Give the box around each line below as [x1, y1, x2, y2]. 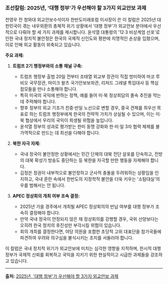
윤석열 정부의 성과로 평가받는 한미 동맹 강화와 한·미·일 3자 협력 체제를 [19, 123, 155, 129]
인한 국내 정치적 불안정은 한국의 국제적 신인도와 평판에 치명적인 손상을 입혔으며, [5, 35, 160, 41]
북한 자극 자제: [12, 140, 41, 146]
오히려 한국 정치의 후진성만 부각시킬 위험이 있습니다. [19, 222, 121, 228]
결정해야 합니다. [29, 210, 60, 216]
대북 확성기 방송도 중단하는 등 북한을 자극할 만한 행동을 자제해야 [25, 157, 149, 163]
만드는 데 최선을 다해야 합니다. [41, 130, 100, 136]
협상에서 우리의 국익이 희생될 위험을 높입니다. [25, 117, 113, 123]
